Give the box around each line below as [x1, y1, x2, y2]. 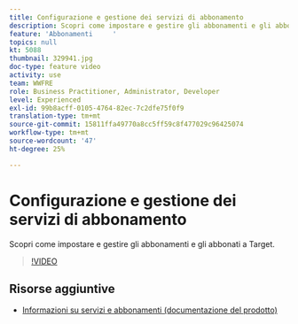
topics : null [9, 37, 58, 47]
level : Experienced [9, 95, 82, 104]
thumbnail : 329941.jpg [9, 54, 93, 63]
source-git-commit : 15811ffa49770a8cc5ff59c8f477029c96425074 [9, 120, 244, 129]
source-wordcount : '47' [9, 136, 98, 145]
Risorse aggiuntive [9, 281, 115, 297]
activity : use [9, 71, 62, 80]
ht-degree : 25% [9, 144, 66, 153]
